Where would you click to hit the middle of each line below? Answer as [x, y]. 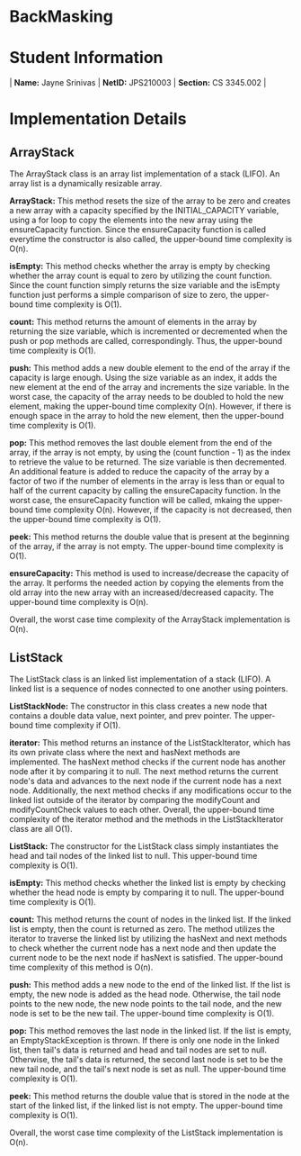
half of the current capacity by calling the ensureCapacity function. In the [145, 491]
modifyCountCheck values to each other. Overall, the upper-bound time [142, 809]
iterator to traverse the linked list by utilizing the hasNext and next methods [148, 938]
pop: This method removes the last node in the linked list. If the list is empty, [150, 1030]
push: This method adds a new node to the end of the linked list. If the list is [150, 984]
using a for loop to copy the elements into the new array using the [131, 220]
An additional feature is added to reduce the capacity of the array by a [139, 472]
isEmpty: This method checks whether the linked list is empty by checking [147, 882]
